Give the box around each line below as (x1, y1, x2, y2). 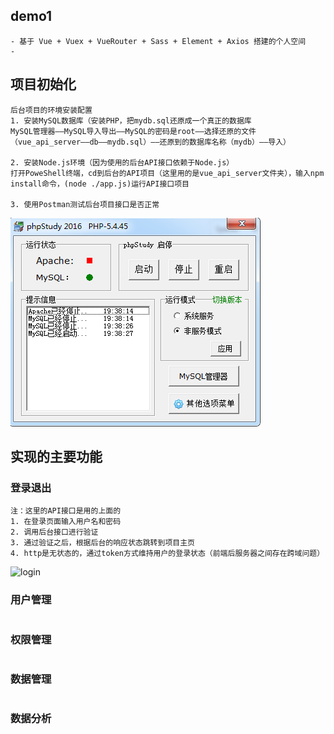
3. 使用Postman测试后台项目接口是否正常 (10, 199, 160, 209)
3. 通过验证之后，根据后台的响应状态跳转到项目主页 (10, 538, 195, 548)
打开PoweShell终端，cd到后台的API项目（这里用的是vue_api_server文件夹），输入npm (10, 168, 325, 178)
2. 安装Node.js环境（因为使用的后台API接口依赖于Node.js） (10, 157, 235, 168)
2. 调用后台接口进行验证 (10, 527, 99, 538)
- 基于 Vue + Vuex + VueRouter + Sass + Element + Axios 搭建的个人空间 (10, 36, 307, 46)
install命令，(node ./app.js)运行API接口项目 (10, 179, 190, 189)
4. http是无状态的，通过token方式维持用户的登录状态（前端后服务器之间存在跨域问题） (10, 549, 325, 559)
